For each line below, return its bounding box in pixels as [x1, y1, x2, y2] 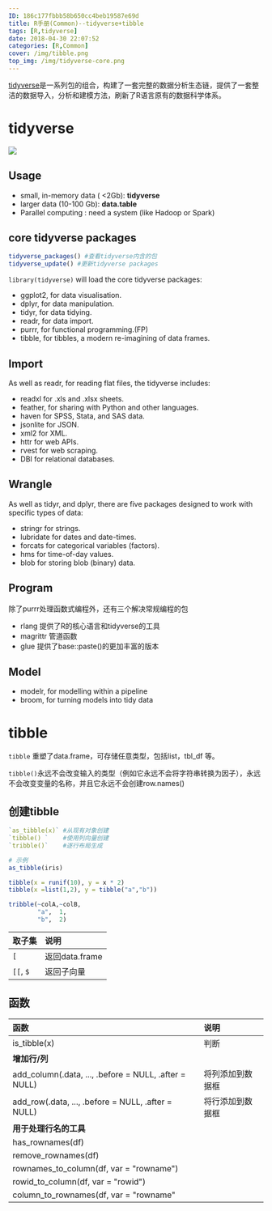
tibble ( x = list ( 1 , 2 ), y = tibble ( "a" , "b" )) [8, 886, 158, 894]
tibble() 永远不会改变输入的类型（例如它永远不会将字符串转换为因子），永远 [8, 768, 261, 778]
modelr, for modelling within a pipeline [19, 686, 148, 696]
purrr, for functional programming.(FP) [19, 325, 148, 334]
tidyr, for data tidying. [19, 308, 92, 317]
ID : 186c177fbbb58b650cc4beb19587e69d [8, 11, 139, 20]
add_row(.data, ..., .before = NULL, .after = [12, 1096, 172, 1107]
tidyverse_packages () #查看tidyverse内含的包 [8, 253, 158, 261]
